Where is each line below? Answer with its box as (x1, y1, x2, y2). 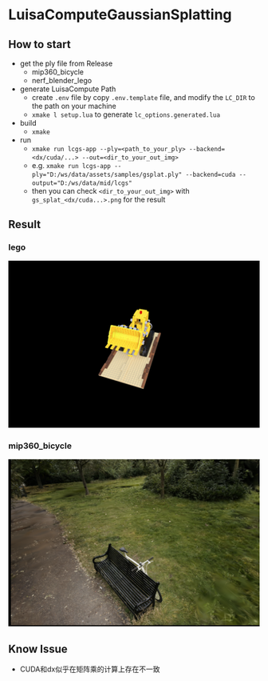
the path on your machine (31, 102, 117, 110)
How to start (8, 38, 71, 51)
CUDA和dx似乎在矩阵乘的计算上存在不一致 (19, 664, 160, 674)
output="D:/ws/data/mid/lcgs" (31, 179, 133, 187)
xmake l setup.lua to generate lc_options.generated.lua (31, 110, 221, 119)
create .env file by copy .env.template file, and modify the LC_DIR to (31, 93, 255, 102)
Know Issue (8, 642, 68, 655)
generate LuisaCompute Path (19, 84, 116, 94)
